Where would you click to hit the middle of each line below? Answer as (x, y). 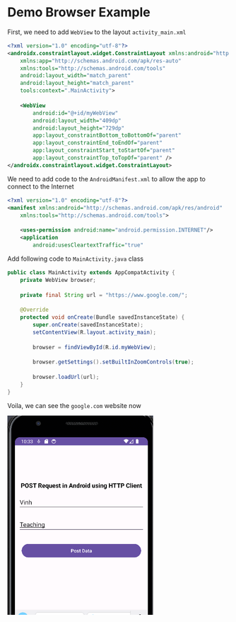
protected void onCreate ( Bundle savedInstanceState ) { (102, 317)
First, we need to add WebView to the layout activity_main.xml (97, 32)
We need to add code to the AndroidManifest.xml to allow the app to (107, 179)
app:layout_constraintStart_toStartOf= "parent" (104, 151)
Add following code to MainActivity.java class (75, 259)
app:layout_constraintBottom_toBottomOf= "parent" (107, 135)
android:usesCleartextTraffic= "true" (88, 245)
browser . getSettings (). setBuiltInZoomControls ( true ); (113, 362)
